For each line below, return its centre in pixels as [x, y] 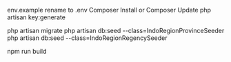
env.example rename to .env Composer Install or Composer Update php [109, 10]
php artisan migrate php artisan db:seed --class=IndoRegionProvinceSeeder [116, 31]
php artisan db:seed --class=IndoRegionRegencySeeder [87, 38]
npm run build [27, 51]
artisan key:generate [36, 17]
